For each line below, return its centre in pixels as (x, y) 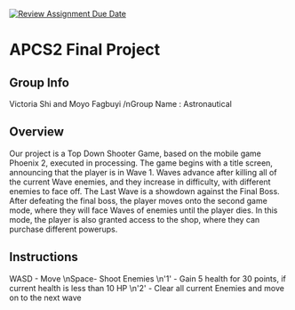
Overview (37, 132)
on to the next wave (45, 298)
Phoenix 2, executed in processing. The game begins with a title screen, (141, 163)
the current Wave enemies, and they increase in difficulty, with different (140, 182)
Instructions (44, 257)
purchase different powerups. (64, 229)
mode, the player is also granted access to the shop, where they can (135, 219)
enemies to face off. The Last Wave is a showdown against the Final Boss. (144, 191)
